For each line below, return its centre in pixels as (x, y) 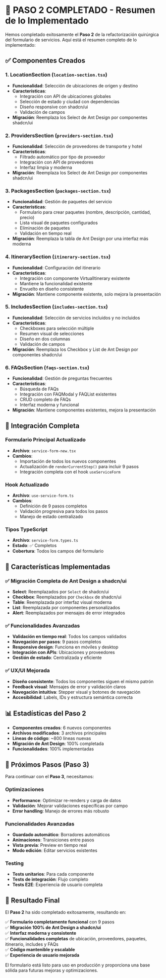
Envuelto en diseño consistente (52, 289)
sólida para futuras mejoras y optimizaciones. (52, 970)
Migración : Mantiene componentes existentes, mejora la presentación (84, 410)
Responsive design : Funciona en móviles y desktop (65, 647)
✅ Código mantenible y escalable (40, 949)
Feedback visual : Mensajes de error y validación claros (69, 687)
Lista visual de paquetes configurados (59, 223)
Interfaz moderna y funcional (49, 405)
